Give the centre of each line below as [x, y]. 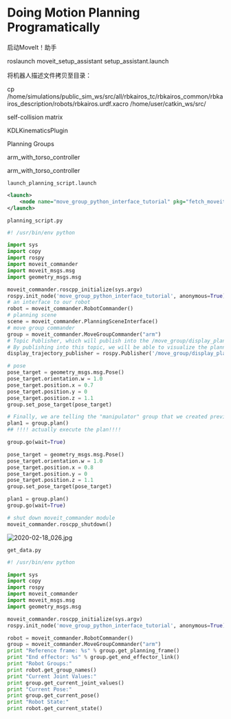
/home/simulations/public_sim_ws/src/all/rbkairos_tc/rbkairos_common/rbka [115, 96]
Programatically [54, 27]
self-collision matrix [35, 117]
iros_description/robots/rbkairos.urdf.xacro [68, 103]
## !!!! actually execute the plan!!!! [64, 430]
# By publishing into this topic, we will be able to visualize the [107, 347]
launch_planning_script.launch [52, 183]
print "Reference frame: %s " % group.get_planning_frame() [93, 651]
